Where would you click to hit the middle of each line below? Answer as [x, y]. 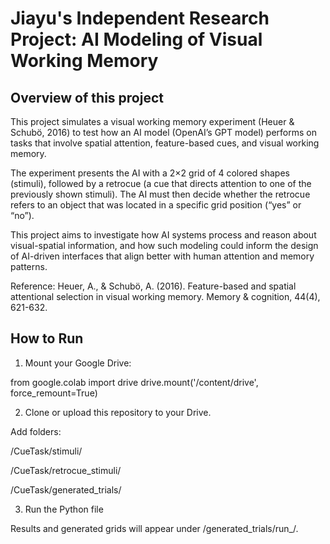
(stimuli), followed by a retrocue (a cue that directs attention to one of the [161, 183]
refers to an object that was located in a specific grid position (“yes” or [156, 205]
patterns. [29, 266]
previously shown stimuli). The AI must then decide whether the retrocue [160, 194]
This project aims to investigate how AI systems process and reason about [163, 235]
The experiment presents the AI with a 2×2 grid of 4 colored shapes [150, 173]
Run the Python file [64, 509]
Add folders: [36, 431]
